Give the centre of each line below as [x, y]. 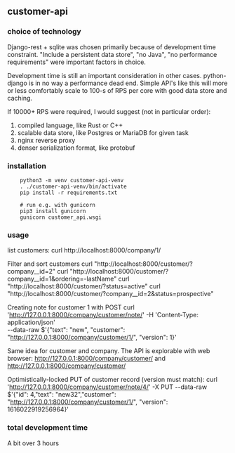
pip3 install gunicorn [53, 211]
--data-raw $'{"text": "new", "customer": [66, 330]
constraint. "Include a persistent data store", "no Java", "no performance [112, 54]
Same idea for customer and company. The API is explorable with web [109, 351]
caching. [20, 98]
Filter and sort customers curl [50, 264]
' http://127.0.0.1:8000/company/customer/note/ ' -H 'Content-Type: [103, 315]
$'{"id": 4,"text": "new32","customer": [62, 395]
